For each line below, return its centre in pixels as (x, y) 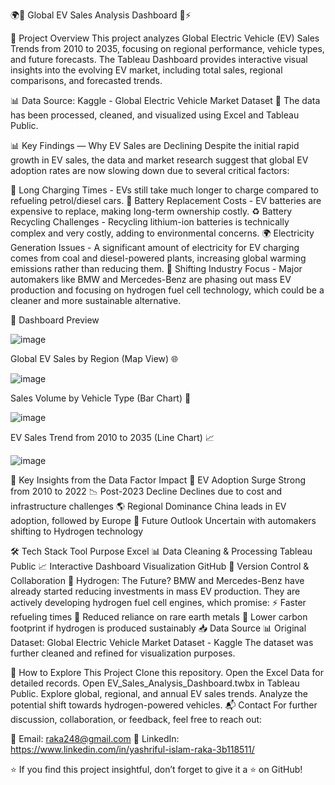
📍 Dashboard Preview (55, 320)
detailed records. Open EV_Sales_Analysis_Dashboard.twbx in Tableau (155, 683)
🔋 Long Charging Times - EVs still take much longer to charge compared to (164, 190)
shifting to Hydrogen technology (77, 531)
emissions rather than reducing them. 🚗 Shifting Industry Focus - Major (156, 268)
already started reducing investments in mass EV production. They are (155, 591)
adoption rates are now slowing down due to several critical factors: (150, 170)
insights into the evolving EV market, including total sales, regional (146, 70)
